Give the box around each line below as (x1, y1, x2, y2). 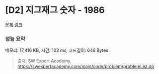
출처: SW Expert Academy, (17, 58, 72, 64)
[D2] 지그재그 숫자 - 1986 (5, 4, 105, 16)
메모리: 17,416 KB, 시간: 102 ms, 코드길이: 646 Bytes (5, 47, 108, 53)
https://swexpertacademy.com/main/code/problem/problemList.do (17, 64, 155, 70)
